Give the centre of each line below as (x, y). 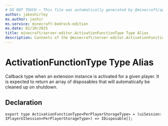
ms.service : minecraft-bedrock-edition (47, 24)
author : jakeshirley (27, 14)
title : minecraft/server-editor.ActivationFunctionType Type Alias (77, 33)
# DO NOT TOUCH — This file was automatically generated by (69, 10)
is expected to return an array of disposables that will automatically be (77, 81)
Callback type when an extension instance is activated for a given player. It (82, 76)
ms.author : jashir (24, 19)
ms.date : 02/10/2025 (27, 28)
